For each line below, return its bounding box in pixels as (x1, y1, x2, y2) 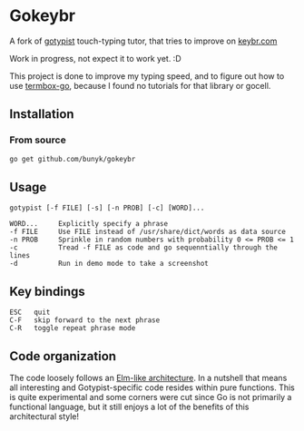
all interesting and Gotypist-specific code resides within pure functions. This (9, 382, 295, 393)
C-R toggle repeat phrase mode (9, 324, 136, 333)
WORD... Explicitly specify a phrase (9, 220, 169, 229)
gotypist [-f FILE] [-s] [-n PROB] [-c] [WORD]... (9, 203, 205, 213)
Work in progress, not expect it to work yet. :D (9, 53, 181, 64)
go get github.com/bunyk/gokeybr (9, 154, 136, 163)
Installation (9, 106, 74, 122)
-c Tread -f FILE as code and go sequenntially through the (9, 243, 279, 252)
